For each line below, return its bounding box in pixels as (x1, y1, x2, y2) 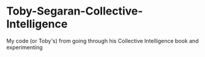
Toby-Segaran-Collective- (6, 4, 143, 18)
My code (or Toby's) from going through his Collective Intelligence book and (6, 37, 199, 44)
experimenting (6, 44, 43, 51)
